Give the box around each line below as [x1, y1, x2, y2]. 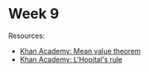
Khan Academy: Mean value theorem [19, 46, 141, 55]
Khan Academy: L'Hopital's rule [19, 55, 123, 64]
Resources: [8, 31, 45, 40]
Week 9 [8, 5, 59, 23]
